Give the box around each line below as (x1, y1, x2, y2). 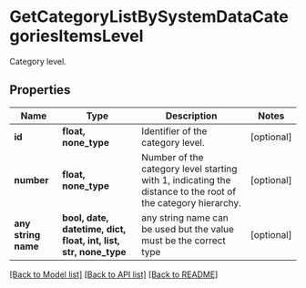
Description (165, 109, 218, 122)
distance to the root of (140, 185, 237, 198)
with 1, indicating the (140, 173, 231, 186)
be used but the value (140, 222, 235, 235)
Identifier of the (140, 125, 208, 138)
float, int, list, (62, 234, 120, 247)
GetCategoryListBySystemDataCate (9, 6, 289, 27)
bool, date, (62, 211, 109, 224)
